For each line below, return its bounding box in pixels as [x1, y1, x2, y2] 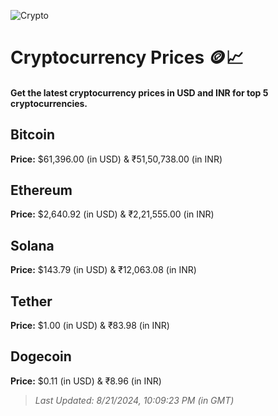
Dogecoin [10, 348, 72, 365]
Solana [10, 237, 55, 254]
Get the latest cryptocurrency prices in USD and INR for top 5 [10, 86, 269, 99]
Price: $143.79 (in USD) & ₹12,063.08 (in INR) [10, 264, 197, 276]
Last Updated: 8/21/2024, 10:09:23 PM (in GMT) [34, 394, 235, 406]
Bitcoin [10, 126, 56, 144]
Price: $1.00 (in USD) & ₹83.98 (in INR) [10, 320, 170, 332]
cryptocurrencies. [10, 97, 88, 109]
